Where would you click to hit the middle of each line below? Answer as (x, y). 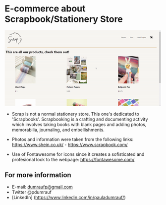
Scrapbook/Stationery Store (64, 19)
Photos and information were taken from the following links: (73, 139)
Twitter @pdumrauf (31, 192)
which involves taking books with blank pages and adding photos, (79, 124)
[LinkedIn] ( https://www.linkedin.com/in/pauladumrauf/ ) (69, 198)
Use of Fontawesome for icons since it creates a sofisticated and (78, 154)
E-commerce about (45, 9)
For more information (38, 175)
